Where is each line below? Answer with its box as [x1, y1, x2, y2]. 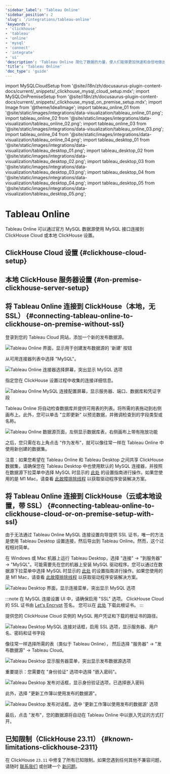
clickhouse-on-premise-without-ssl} [5, 320, 125, 329]
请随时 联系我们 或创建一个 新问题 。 [5, 763, 80, 769]
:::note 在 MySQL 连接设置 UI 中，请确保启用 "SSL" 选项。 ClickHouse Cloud [5, 596, 164, 602]
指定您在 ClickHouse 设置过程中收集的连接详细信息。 [5, 377, 116, 383]
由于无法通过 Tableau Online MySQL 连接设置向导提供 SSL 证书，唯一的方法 [5, 532, 164, 538]
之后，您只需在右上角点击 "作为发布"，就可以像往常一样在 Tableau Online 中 [5, 439, 164, 445]
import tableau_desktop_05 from [87, 180, 155, 186]
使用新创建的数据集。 [5, 445, 50, 452]
